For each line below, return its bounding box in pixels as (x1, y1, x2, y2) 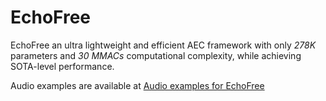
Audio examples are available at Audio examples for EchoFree (10, 79, 265, 91)
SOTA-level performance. (10, 60, 115, 72)
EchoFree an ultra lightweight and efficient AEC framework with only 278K (10, 39, 317, 51)
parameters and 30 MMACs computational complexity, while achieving (10, 49, 302, 61)
